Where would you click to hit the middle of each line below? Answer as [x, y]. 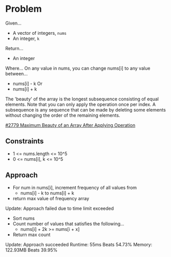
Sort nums [24, 218]
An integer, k [26, 38]
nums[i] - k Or [27, 83]
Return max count [31, 234]
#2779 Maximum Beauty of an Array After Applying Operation [70, 125]
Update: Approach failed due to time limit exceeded [60, 208]
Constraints [25, 141]
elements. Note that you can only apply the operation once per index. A [81, 104]
